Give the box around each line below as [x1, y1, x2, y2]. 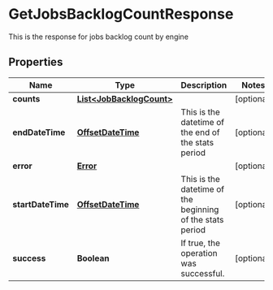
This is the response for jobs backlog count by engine [8, 32, 189, 41]
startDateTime [12, 198, 69, 210]
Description [180, 79, 227, 90]
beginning [180, 204, 219, 215]
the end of [180, 127, 221, 138]
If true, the [180, 237, 221, 249]
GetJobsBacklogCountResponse [8, 5, 234, 24]
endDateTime [12, 127, 66, 138]
